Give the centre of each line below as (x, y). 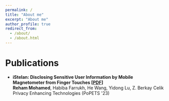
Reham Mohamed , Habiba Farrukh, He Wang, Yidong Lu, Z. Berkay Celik (88, 88)
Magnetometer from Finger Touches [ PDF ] (58, 82)
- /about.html (24, 38)
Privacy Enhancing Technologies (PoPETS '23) (61, 93)
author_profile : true (28, 24)
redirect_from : (21, 29)
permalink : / (19, 10)
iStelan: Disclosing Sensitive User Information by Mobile (73, 77)
